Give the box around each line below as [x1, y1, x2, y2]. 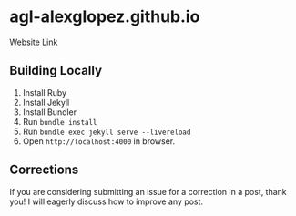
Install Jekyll [22, 97, 70, 108]
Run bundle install [22, 116, 97, 127]
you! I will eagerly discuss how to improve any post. [9, 196, 203, 207]
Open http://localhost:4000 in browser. [22, 135, 176, 147]
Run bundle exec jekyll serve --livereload [22, 126, 191, 137]
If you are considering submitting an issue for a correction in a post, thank [9, 186, 287, 197]
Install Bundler [22, 107, 77, 118]
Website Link [9, 36, 58, 47]
